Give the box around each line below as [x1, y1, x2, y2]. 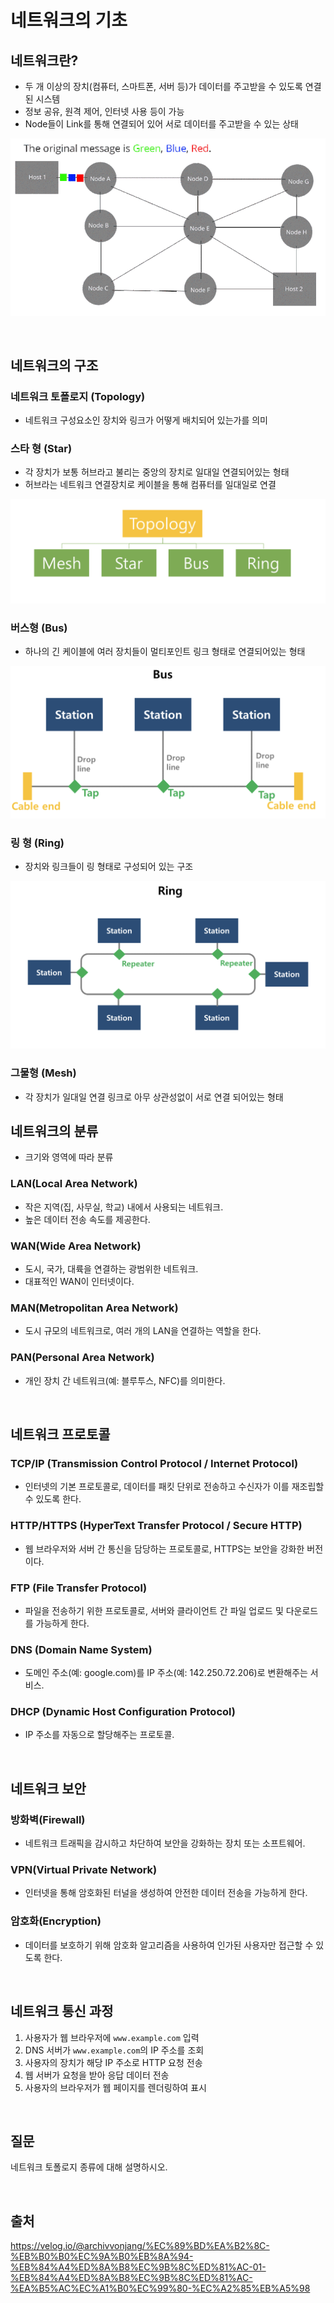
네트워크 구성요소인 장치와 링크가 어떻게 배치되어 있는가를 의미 [24, 414, 268, 426]
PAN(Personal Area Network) [10, 1351, 155, 1365]
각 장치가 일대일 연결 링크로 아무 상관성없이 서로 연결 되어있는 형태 [24, 1091, 284, 1103]
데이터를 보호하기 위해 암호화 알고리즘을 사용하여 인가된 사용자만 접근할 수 [24, 1939, 314, 1951]
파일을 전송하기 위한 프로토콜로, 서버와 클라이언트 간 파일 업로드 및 [24, 1604, 284, 1616]
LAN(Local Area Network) [10, 1177, 138, 1191]
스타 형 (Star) [10, 442, 73, 456]
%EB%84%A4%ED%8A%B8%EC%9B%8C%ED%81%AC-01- [10, 2261, 267, 2273]
